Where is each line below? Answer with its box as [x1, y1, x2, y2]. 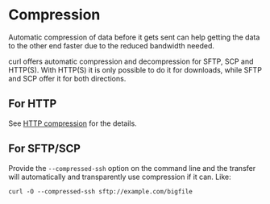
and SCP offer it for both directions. [8, 73, 127, 83]
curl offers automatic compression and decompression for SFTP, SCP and [8, 56, 254, 66]
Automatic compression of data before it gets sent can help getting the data [8, 32, 260, 42]
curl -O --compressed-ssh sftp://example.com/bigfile [8, 187, 193, 195]
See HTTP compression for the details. [8, 119, 137, 128]
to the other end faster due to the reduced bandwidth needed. [8, 40, 215, 50]
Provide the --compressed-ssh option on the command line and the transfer [8, 163, 256, 173]
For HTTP [8, 97, 57, 110]
